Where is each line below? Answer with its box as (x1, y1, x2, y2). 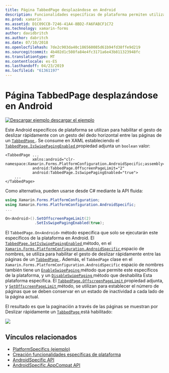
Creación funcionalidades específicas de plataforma (12, 351, 121, 357)
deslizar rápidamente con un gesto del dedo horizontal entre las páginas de (5, 132, 162, 138)
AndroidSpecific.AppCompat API (12, 362, 80, 368)
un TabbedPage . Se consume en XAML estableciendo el (5, 137, 120, 143)
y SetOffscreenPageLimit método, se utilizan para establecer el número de (5, 283, 159, 289)
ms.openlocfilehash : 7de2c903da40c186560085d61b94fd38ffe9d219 (5, 45, 141, 50)
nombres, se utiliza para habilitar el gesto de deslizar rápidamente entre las (5, 251, 161, 257)
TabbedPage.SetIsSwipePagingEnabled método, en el (5, 240, 112, 246)
